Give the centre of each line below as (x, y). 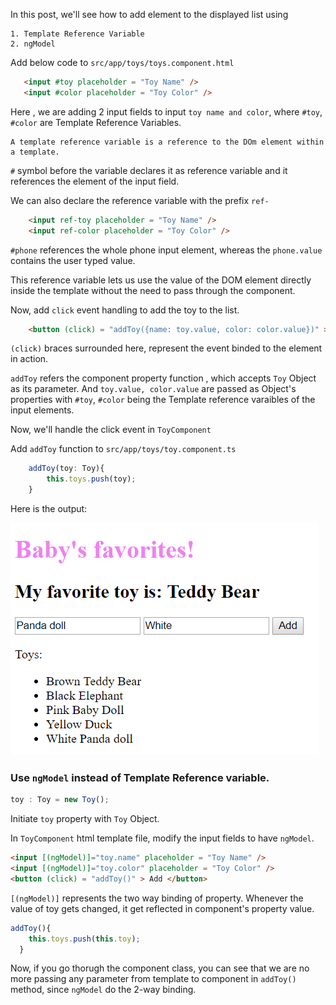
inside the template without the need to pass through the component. (153, 290)
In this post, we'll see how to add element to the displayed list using (149, 14)
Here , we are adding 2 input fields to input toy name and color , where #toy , (166, 111)
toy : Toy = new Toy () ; (60, 800)
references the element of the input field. (95, 181)
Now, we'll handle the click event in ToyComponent (111, 430)
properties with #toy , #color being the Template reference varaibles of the (163, 400)
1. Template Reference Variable (77, 34)
